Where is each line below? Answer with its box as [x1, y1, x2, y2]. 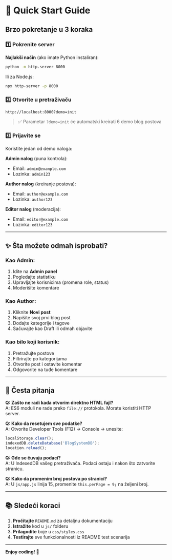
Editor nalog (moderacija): [5, 206, 61, 213]
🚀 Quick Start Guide [5, 5, 91, 16]
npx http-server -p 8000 [5, 83, 58, 89]
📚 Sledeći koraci [5, 501, 60, 510]
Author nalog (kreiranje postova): [5, 181, 76, 187]
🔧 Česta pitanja [5, 386, 55, 395]
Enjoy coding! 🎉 [5, 549, 39, 555]
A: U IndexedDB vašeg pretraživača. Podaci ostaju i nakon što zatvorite [5, 460, 156, 466]
